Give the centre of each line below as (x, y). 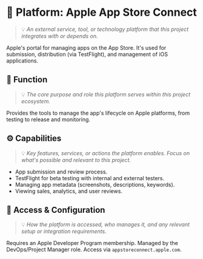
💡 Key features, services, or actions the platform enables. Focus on (105, 153)
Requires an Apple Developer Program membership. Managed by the (92, 243)
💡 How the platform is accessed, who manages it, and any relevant (105, 224)
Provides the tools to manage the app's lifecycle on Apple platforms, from (98, 113)
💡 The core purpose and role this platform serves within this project (106, 94)
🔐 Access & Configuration (56, 210)
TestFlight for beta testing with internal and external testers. (90, 178)
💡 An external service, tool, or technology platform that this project (105, 29)
